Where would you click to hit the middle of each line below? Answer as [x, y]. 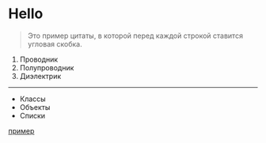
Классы [32, 99]
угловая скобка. [55, 43]
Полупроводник [47, 67]
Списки [32, 115]
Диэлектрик [40, 76]
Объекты [35, 107]
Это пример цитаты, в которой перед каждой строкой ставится [135, 36]
